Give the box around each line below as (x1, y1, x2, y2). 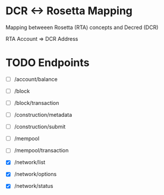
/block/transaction (14, 100, 59, 106)
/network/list (14, 159, 46, 166)
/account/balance (14, 75, 58, 82)
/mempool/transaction (14, 147, 69, 154)
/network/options (14, 171, 57, 178)
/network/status (14, 183, 54, 190)
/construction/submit (14, 123, 66, 130)
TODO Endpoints (5, 56, 90, 69)
